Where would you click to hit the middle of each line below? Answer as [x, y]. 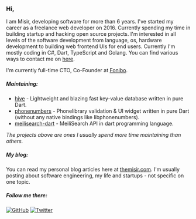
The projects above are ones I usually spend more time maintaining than [94, 135]
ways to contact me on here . [40, 59]
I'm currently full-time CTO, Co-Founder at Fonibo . [67, 70]
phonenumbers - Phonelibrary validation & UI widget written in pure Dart [102, 111]
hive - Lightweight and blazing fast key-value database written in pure [99, 99]
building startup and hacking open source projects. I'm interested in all [91, 34]
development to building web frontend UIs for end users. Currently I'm [91, 46]
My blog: [17, 154]
